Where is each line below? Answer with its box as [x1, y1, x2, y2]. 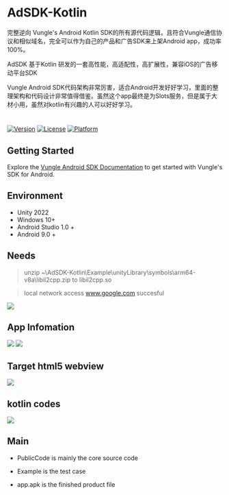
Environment [7, 190, 64, 202]
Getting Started [7, 145, 75, 156]
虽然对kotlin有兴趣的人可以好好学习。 [30, 100, 137, 108]
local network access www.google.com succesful [23, 289, 165, 297]
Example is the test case [16, 467, 86, 475]
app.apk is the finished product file [16, 480, 116, 488]
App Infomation [7, 321, 75, 333]
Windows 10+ [16, 215, 56, 224]
